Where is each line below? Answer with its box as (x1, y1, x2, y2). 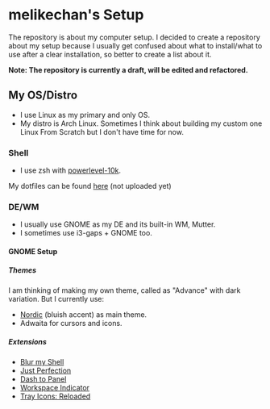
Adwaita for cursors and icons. (19, 318, 123, 328)
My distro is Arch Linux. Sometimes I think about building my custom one (19, 119, 263, 128)
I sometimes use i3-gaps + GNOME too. (19, 228, 153, 238)
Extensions (8, 336, 47, 346)
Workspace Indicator (19, 382, 90, 392)
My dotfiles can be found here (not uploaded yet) (8, 182, 172, 191)
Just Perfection (19, 365, 72, 375)
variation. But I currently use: (8, 294, 105, 303)
